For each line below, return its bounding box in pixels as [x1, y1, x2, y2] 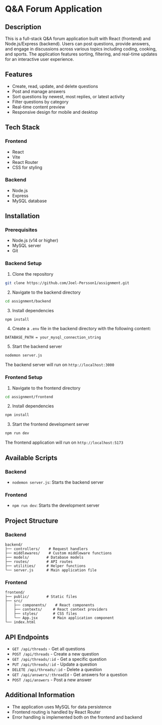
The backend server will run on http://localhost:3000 [5, 362, 114, 368]
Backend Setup [5, 260, 42, 267]
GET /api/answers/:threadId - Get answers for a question [12, 672, 128, 677]
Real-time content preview [12, 104, 66, 110]
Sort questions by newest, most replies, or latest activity [12, 93, 125, 99]
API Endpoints [5, 633, 49, 641]
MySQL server [12, 243, 41, 248]
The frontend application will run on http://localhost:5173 [5, 440, 124, 445]
